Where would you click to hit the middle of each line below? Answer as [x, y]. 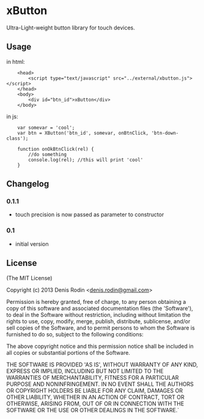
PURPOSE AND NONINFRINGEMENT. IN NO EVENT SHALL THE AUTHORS [100, 384]
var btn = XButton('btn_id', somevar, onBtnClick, [83, 133]
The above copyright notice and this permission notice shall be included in [100, 346]
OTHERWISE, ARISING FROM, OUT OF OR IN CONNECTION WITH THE [95, 403]
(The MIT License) [30, 278]
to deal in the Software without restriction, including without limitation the [98, 315]
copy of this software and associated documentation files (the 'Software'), [100, 308]
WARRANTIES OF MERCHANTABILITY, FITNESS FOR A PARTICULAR [93, 377]
